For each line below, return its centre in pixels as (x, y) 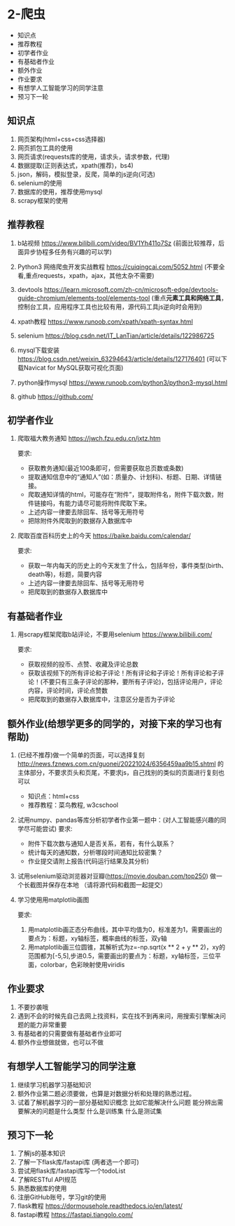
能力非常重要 (48, 1025)
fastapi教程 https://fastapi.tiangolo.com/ (75, 1215)
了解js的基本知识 (41, 1153)
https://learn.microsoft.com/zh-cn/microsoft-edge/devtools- (131, 289)
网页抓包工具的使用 (45, 147)
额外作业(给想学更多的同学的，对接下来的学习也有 (115, 724)
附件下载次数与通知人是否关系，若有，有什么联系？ (101, 844)
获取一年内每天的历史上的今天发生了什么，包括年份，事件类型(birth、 (128, 566)
